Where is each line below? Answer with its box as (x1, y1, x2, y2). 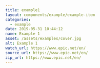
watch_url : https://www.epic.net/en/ (5, 46, 86, 51)
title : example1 (5, 7, 40, 13)
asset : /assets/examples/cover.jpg (5, 36, 82, 41)
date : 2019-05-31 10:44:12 (5, 27, 63, 32)
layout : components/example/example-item (5, 12, 95, 17)
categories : (5, 17, 31, 22)
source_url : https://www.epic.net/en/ (5, 50, 88, 55)
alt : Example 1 (5, 41, 38, 46)
